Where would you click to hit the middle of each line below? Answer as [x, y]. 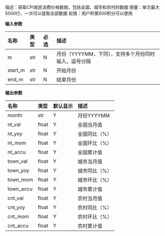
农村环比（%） [95, 217]
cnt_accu [18, 226]
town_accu [20, 189]
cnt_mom [18, 216]
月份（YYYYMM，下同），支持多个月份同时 [106, 54]
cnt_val [15, 198]
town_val [18, 161]
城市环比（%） [95, 180]
